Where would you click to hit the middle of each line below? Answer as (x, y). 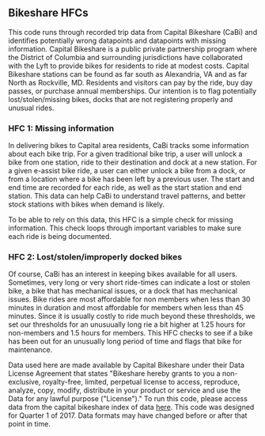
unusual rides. (31, 108)
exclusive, (25, 382)
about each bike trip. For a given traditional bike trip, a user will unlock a (125, 154)
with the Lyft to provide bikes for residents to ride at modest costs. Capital (129, 66)
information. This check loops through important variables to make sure (125, 228)
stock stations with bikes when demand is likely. (86, 204)
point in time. (30, 424)
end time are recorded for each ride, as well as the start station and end (125, 188)
